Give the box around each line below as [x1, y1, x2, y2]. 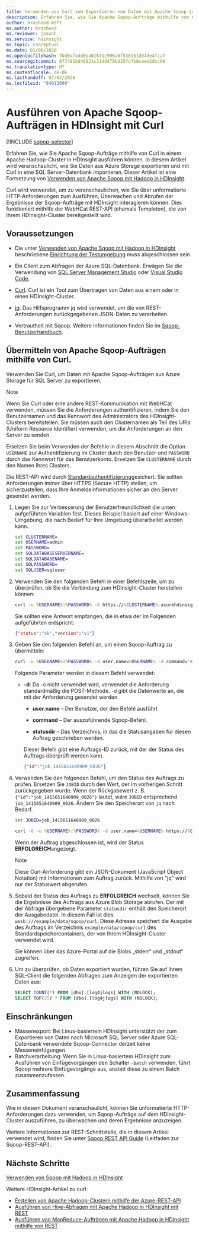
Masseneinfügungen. [14, 1046, 67, 1053]
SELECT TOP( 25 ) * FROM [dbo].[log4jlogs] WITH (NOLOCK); [14, 995, 159, 1001]
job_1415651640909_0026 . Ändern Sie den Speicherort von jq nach [14, 800, 175, 807]
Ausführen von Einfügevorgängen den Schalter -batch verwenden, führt [14, 1059, 191, 1066]
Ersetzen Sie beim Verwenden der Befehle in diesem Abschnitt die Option [6, 443, 185, 450]
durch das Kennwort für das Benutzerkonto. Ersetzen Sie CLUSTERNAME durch [6, 455, 191, 463]
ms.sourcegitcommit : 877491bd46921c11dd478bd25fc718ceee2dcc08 [6, 58, 166, 64]
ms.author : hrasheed [6, 25, 57, 31]
